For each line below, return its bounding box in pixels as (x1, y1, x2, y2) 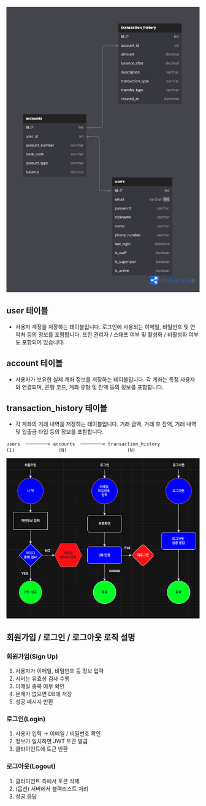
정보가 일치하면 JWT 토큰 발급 (15, 738, 88, 745)
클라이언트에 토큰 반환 (15, 745, 69, 753)
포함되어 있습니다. (21, 338, 65, 346)
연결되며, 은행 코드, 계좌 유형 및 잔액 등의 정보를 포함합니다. (21, 383, 164, 391)
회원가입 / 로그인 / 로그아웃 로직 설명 (6, 632, 135, 643)
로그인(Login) (6, 714, 46, 723)
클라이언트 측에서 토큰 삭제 (15, 777, 80, 784)
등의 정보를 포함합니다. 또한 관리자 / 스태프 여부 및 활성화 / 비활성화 (26, 331, 188, 338)
